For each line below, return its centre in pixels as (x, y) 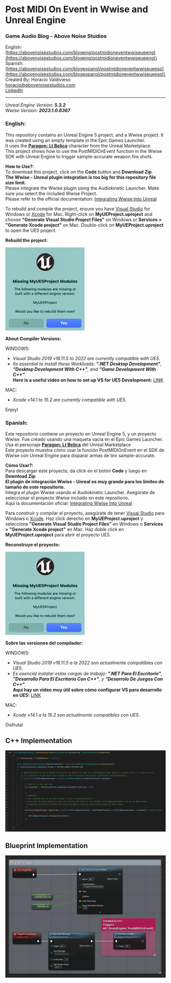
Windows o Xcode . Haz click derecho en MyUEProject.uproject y (74, 518)
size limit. (16, 182)
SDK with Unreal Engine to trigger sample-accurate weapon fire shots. (79, 156)
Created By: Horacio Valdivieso (38, 79)
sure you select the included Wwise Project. (51, 193)
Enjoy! (12, 409)
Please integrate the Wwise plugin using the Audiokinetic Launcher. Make (82, 188)
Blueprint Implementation (47, 846)
